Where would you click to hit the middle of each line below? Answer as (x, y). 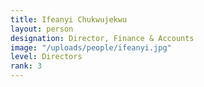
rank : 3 (26, 66)
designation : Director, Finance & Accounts (102, 38)
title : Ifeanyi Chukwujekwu (69, 19)
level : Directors (46, 57)
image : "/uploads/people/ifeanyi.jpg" (91, 47)
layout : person (42, 29)
